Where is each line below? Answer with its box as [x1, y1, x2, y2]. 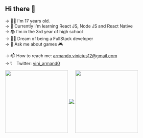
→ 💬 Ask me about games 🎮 [5, 41, 63, 47]
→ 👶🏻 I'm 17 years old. [5, 18, 50, 23]
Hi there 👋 [5, 5, 36, 13]
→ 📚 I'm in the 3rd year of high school [5, 28, 83, 34]
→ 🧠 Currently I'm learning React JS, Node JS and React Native [5, 23, 133, 29]
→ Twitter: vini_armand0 [5, 60, 60, 66]
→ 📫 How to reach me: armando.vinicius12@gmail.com [5, 52, 118, 59]
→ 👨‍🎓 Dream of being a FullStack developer [5, 35, 94, 42]
